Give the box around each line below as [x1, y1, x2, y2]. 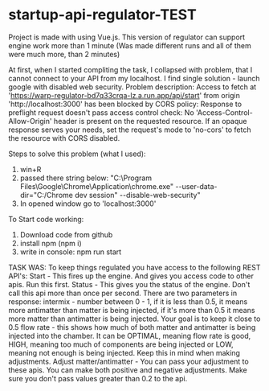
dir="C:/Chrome [19, 190, 74, 200]
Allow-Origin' [8, 116, 52, 126]
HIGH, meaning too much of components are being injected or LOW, [8, 340, 234, 349]
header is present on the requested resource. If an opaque [53, 116, 247, 126]
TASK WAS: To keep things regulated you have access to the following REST [8, 262, 261, 272]
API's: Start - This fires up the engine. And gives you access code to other [8, 271, 255, 281]
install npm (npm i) [19, 238, 82, 248]
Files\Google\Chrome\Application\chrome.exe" [19, 181, 174, 191]
